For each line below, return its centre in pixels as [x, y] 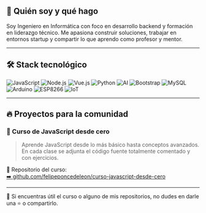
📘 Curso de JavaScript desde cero [58, 131]
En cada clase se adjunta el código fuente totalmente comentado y [106, 151]
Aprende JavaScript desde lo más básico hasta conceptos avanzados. [110, 145]
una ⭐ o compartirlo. [32, 203]
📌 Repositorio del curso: [37, 170]
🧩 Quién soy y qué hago [52, 11]
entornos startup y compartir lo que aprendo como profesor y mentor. [94, 39]
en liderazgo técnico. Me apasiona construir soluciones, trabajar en [91, 32]
